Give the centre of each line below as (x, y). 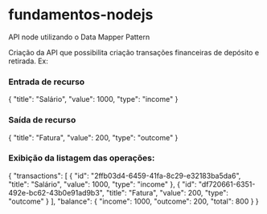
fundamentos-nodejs (81, 15)
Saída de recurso (42, 120)
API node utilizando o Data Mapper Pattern (79, 37)
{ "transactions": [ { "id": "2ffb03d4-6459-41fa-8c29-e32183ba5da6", (125, 176)
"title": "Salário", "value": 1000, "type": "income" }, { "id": (103, 184)
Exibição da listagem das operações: (82, 158)
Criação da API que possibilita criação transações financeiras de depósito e (134, 52)
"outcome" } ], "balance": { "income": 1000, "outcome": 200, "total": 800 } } (133, 201)
